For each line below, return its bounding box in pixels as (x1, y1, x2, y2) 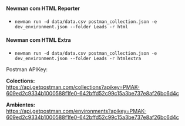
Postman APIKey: (6, 66, 48, 73)
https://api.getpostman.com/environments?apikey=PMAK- (6, 108, 147, 115)
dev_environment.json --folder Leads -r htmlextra (14, 56, 142, 62)
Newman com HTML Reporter (6, 5, 80, 12)
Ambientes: (6, 101, 35, 108)
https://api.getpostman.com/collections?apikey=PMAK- (6, 84, 140, 91)
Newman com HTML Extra (6, 36, 72, 44)
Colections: (6, 77, 35, 85)
